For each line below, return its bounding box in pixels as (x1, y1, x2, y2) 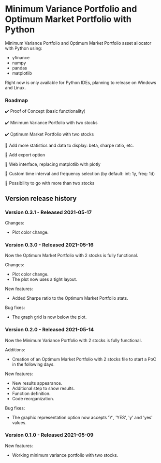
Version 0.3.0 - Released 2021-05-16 (5, 241, 94, 248)
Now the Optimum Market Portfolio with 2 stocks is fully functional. (5, 253, 139, 258)
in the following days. (12, 361, 55, 367)
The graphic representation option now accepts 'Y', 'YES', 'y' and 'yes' (12, 414, 153, 420)
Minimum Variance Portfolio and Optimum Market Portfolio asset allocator (5, 40, 151, 46)
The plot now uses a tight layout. (12, 276, 77, 282)
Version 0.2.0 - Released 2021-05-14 (5, 326, 94, 333)
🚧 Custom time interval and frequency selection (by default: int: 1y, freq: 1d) (5, 171, 155, 177)
